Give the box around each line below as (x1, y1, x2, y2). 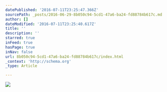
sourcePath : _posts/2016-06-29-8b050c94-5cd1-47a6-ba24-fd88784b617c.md (5, 12, 162, 17)
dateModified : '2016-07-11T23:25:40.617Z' (5, 21, 96, 27)
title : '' (5, 26, 26, 31)
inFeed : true (5, 40, 33, 45)
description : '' (5, 31, 40, 36)
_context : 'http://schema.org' (5, 59, 72, 64)
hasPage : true (5, 45, 36, 50)
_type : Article (5, 63, 38, 68)
